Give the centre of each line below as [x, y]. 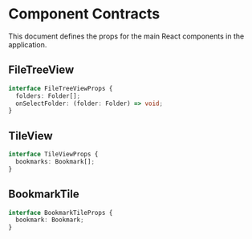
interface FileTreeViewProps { [61, 88]
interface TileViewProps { [53, 154]
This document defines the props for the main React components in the [126, 36]
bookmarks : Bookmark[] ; [55, 161]
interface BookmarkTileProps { [61, 213]
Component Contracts [84, 14]
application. [28, 44]
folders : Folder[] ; [48, 96]
